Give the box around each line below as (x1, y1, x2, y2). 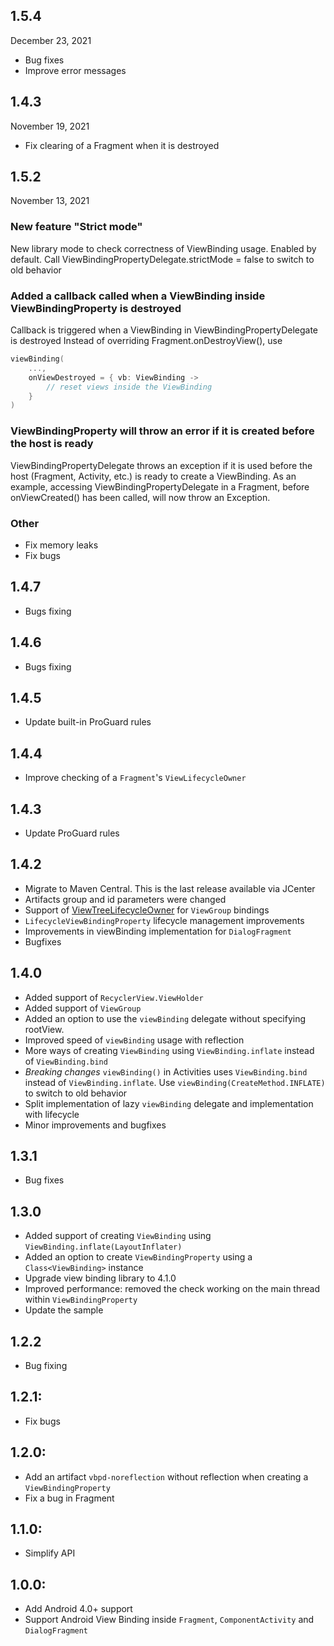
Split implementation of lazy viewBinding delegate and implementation (24, 1097, 314, 1109)
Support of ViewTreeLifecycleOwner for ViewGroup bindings (24, 904, 270, 916)
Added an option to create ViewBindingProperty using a (24, 1251, 253, 1263)
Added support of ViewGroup (24, 1002, 142, 1014)
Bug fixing (24, 1360, 68, 1371)
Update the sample (24, 1304, 104, 1316)
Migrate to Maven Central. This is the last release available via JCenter (24, 882, 316, 894)
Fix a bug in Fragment (24, 1492, 115, 1504)
